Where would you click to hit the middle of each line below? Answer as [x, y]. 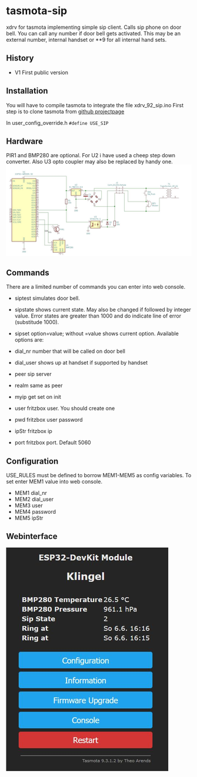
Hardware [24, 141]
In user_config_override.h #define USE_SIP [57, 123]
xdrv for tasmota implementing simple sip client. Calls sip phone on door [94, 27]
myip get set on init [38, 397]
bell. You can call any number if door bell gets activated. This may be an [94, 33]
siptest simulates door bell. [47, 298]
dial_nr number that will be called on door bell [70, 351]
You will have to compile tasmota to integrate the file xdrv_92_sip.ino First [95, 105]
